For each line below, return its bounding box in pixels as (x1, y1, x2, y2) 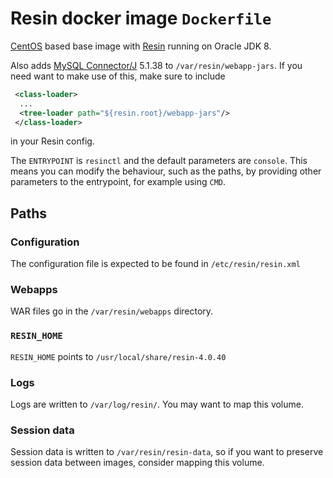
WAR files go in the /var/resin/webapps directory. (10, 305, 214, 317)
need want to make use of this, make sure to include (10, 70, 226, 82)
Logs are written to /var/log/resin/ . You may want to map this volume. (10, 398, 304, 411)
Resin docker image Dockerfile (10, 7, 272, 30)
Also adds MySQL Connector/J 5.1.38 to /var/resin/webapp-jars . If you (10, 59, 303, 71)
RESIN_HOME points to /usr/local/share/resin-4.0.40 (10, 350, 227, 362)
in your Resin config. (10, 135, 95, 147)
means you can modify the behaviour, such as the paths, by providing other (10, 165, 322, 177)
